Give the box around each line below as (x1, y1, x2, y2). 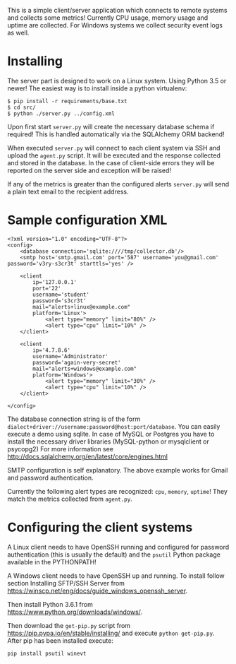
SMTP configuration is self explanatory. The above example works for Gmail (7, 466, 228, 474)
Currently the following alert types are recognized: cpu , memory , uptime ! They (7, 487, 228, 495)
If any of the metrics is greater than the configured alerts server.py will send (7, 179, 230, 188)
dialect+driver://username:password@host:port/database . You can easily (7, 422, 221, 430)
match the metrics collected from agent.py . (7, 494, 132, 503)
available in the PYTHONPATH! (7, 557, 97, 566)
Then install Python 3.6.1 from (7, 600, 93, 608)
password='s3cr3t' (32, 297, 87, 304)
